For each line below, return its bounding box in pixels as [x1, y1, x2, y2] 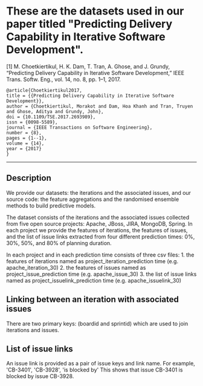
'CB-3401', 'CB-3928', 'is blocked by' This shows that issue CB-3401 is [6, 366, 183, 373]
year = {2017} [6, 145, 42, 152]
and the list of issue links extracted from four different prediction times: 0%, [6, 233, 195, 240]
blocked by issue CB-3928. [6, 373, 74, 380]
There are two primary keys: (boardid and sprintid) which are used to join [6, 319, 188, 327]
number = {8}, [6, 129, 42, 136]
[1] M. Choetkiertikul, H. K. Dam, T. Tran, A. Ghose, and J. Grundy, [6, 62, 170, 70]
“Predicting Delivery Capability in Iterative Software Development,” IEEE [6, 69, 185, 76]
